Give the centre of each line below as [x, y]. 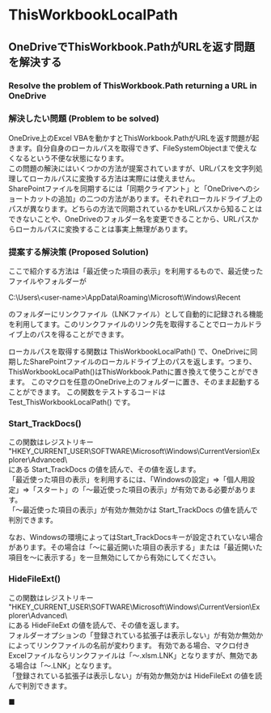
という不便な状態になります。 [79, 158]
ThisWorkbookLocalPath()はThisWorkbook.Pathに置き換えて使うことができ [134, 372]
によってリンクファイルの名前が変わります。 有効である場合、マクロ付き [129, 645]
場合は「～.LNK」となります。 [66, 665]
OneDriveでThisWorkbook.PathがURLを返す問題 [132, 47]
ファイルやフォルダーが [47, 282]
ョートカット [30, 198]
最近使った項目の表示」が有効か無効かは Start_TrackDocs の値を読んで [140, 510]
